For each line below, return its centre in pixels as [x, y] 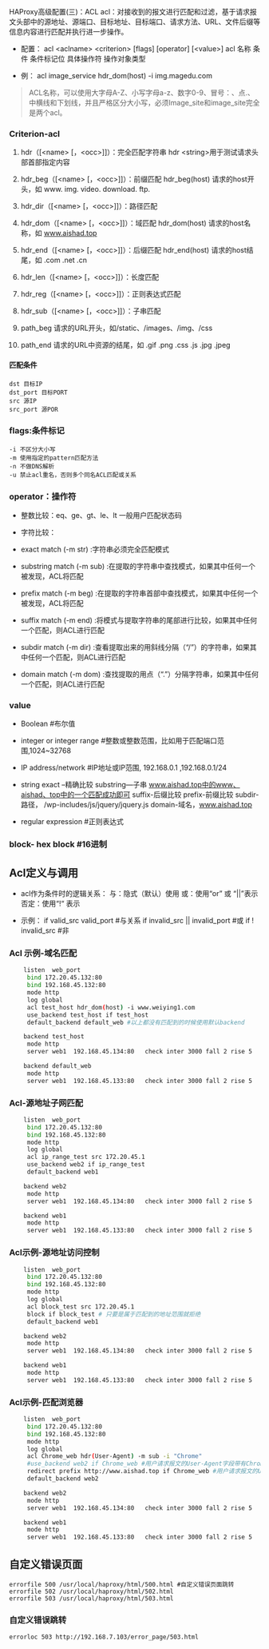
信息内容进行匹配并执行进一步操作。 [69, 32]
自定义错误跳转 [38, 1619]
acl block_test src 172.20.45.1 [81, 1306]
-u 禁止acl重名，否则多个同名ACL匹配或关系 [73, 475]
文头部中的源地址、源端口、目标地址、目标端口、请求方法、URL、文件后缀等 [135, 22]
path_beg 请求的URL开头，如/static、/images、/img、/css [117, 328]
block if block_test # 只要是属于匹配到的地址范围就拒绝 [114, 1314]
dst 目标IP [26, 384]
